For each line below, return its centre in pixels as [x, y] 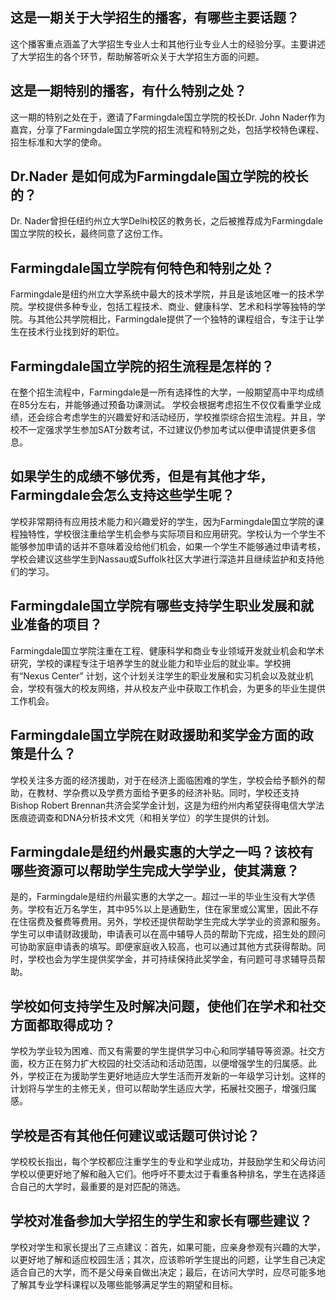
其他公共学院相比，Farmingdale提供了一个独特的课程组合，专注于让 [176, 319]
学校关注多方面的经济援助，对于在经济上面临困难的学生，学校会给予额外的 [163, 780]
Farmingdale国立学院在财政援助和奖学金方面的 [155, 735]
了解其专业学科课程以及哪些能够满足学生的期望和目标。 [124, 1284]
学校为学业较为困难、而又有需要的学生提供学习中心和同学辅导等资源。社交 [163, 1051]
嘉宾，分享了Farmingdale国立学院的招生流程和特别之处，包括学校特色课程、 [167, 129]
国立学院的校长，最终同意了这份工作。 [89, 234]
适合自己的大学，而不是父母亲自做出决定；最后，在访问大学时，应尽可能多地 [168, 1272]
